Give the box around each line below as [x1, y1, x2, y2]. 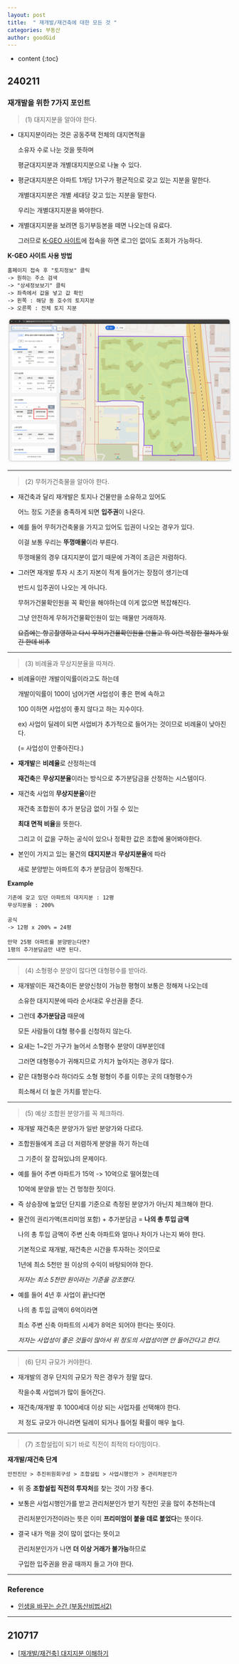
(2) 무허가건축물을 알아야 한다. [24, 478, 110, 486]
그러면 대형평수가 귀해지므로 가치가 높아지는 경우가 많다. [17, 1057, 174, 1065]
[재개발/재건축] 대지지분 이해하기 [17, 1649, 109, 1658]
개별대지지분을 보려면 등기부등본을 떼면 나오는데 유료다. [17, 221, 172, 229]
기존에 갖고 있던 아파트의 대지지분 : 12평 [7, 894, 115, 902]
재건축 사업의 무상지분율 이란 [17, 789, 97, 798]
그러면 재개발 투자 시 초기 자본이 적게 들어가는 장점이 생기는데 [17, 568, 188, 576]
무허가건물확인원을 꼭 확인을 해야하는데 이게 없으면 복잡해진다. [17, 599, 191, 607]
